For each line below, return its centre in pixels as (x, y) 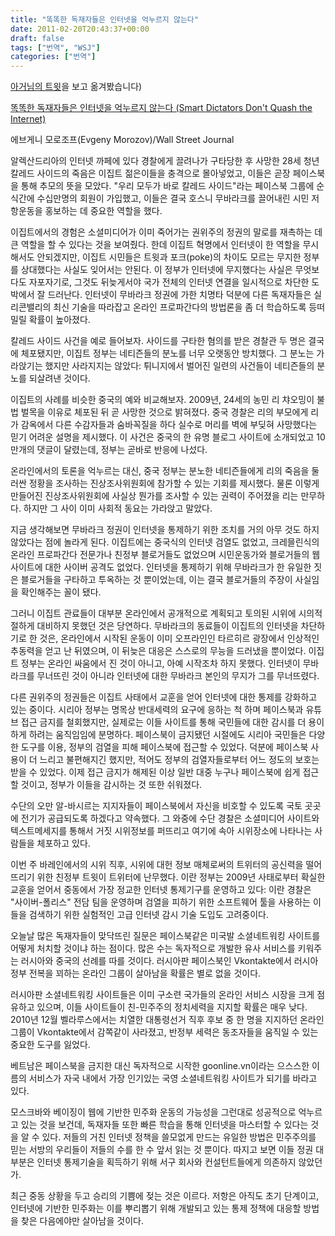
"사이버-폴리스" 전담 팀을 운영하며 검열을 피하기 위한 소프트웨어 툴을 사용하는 (160, 902)
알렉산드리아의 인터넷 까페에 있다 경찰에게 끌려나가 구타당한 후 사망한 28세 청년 (165, 161)
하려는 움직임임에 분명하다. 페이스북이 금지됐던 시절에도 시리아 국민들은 (167, 735)
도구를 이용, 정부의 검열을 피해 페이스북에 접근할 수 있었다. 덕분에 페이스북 (164, 747)
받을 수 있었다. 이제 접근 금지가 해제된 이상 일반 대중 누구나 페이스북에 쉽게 (155, 772)
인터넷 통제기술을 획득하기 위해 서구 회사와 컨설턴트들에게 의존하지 (166, 1162)
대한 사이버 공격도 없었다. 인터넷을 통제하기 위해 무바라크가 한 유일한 (178, 567)
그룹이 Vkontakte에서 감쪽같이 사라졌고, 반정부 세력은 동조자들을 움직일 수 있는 (164, 1032)
